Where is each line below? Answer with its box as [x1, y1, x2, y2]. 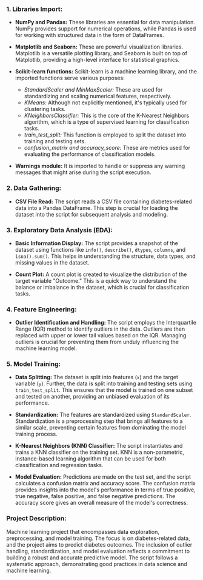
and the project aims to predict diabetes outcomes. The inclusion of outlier [6, 541, 193, 548]
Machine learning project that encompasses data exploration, [6, 528, 159, 535]
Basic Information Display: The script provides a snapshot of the [15, 239, 179, 247]
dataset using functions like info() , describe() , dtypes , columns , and [15, 246, 186, 253]
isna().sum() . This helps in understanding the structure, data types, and [15, 252, 196, 260]
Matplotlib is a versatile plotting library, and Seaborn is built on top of [15, 50, 188, 57]
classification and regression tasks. [15, 462, 104, 469]
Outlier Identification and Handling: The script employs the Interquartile [15, 319, 197, 326]
